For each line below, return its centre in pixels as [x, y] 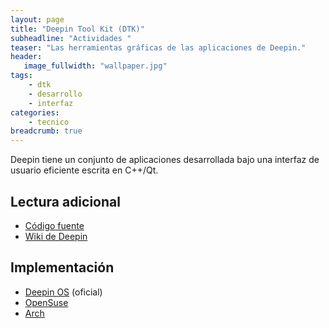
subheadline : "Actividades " [71, 38]
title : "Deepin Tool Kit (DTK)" [77, 29]
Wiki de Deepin [56, 236]
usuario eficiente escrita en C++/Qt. [84, 170]
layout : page [37, 19]
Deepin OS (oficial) [63, 292]
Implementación [62, 267]
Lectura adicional [65, 201]
